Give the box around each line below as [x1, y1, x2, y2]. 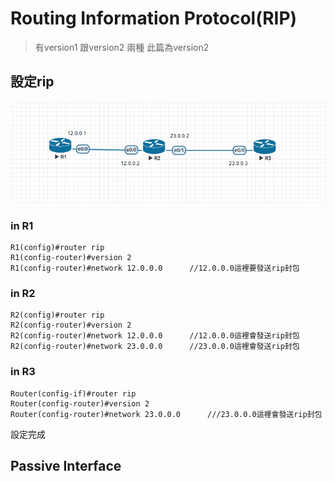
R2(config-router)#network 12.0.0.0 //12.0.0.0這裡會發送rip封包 [10, 331, 300, 341]
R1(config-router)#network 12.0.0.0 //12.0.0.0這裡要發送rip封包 [10, 263, 300, 274]
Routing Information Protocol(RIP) [10, 7, 298, 30]
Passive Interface [10, 458, 122, 475]
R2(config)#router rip [10, 310, 105, 321]
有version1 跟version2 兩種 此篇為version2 [34, 41, 210, 53]
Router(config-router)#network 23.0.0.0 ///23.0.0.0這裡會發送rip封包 [10, 409, 323, 419]
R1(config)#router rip [10, 243, 105, 253]
